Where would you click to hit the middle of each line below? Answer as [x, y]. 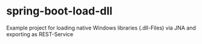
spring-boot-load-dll [60, 11]
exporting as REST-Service [40, 34]
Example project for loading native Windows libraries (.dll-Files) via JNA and [101, 28]
